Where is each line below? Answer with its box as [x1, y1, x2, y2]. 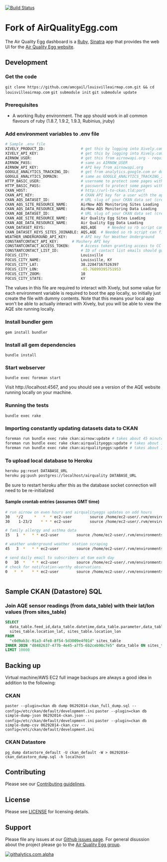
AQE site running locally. [5, 306, 55, 312]
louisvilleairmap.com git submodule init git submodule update [5, 90, 137, 95]
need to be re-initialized [5, 487, 54, 493]
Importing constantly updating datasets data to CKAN [5, 425, 138, 432]
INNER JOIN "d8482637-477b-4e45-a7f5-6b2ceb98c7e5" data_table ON [5, 643, 146, 648]
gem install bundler [5, 330, 48, 335]
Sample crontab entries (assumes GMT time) [5, 498, 100, 505]
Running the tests [5, 402, 49, 409]
